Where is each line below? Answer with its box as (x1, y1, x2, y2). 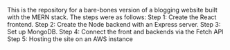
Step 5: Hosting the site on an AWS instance (7, 35, 133, 43)
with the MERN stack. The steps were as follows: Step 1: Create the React (7, 13, 217, 21)
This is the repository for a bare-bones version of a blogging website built (7, 6, 218, 14)
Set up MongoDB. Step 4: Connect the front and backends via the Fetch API (7, 27, 224, 36)
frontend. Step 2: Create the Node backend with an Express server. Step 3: (7, 21, 221, 28)
